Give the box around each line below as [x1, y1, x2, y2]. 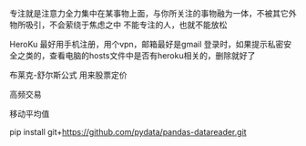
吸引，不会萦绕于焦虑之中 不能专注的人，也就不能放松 [25, 19, 228, 30]
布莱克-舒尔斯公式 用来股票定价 [9, 69, 127, 80]
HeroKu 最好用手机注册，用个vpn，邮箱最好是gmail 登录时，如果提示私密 [9, 39, 284, 49]
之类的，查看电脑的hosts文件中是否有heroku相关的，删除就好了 [16, 50, 256, 61]
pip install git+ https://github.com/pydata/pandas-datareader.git [9, 127, 248, 137]
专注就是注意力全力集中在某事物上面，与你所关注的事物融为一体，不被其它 [9, 8, 289, 18]
